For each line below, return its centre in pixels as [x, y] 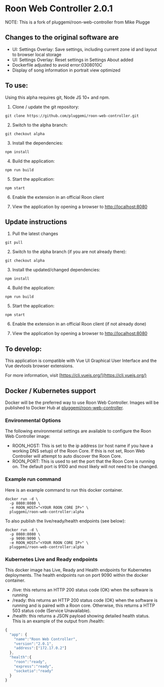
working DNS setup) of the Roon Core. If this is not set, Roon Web [79, 451]
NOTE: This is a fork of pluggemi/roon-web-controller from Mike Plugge [78, 22]
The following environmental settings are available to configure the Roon [78, 431]
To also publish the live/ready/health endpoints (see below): [65, 521]
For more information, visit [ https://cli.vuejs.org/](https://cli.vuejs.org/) [76, 376]
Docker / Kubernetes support [51, 391]
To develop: [23, 349]
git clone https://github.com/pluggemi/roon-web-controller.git [72, 116]
